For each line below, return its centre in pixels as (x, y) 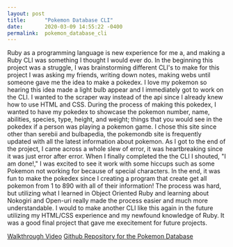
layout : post (26, 14)
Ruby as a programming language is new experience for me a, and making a (116, 53)
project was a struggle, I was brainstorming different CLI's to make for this (113, 67)
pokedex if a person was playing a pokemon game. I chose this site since (112, 127)
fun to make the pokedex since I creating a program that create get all (107, 179)
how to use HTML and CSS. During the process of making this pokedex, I (112, 104)
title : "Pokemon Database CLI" (60, 20)
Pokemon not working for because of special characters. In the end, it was (114, 171)
